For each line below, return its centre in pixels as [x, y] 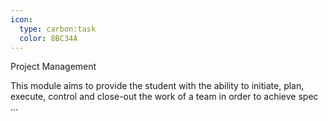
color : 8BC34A [48, 38]
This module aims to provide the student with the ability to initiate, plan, [157, 86]
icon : [21, 19]
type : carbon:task [58, 29]
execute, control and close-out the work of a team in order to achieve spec [164, 97]
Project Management [53, 67]
